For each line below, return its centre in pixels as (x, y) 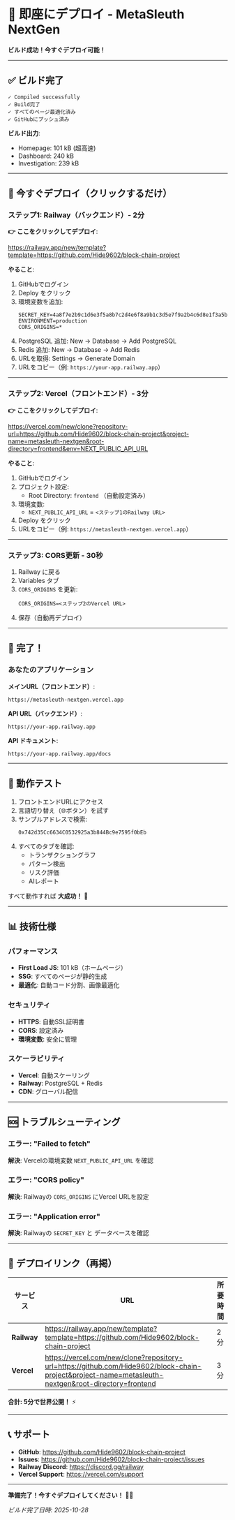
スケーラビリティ (36, 1058)
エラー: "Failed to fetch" (50, 1144)
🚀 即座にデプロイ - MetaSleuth (96, 14)
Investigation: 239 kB (48, 163)
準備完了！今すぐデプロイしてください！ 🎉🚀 (71, 1495)
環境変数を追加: (40, 302)
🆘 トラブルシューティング (64, 1122)
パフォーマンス (33, 951)
